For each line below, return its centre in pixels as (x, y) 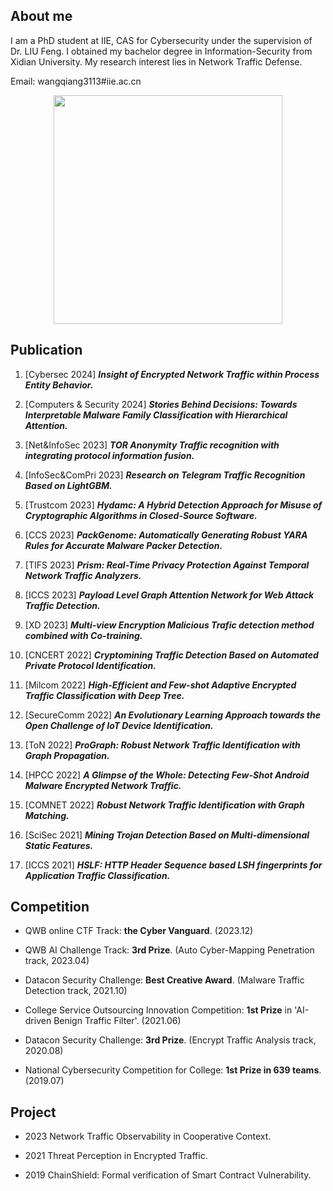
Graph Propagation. (67, 755)
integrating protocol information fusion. (109, 455)
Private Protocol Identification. (90, 665)
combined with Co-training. (83, 635)
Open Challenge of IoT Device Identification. (119, 725)
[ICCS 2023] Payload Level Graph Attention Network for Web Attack (169, 595)
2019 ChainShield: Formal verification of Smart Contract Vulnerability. (168, 1175)
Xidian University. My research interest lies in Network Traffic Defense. (156, 61)
